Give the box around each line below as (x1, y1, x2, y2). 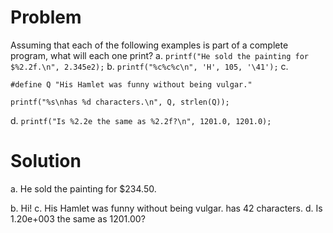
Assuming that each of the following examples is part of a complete (10, 39, 289, 51)
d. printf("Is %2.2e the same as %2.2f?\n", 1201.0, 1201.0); (10, 114, 272, 126)
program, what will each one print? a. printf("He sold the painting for (10, 49, 310, 61)
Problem (10, 6, 82, 29)
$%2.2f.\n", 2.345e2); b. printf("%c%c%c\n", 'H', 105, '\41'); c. (10, 60, 289, 72)
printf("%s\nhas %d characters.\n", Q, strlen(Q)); (10, 97, 230, 107)
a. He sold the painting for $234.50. (10, 182, 157, 195)
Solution (10, 150, 82, 173)
